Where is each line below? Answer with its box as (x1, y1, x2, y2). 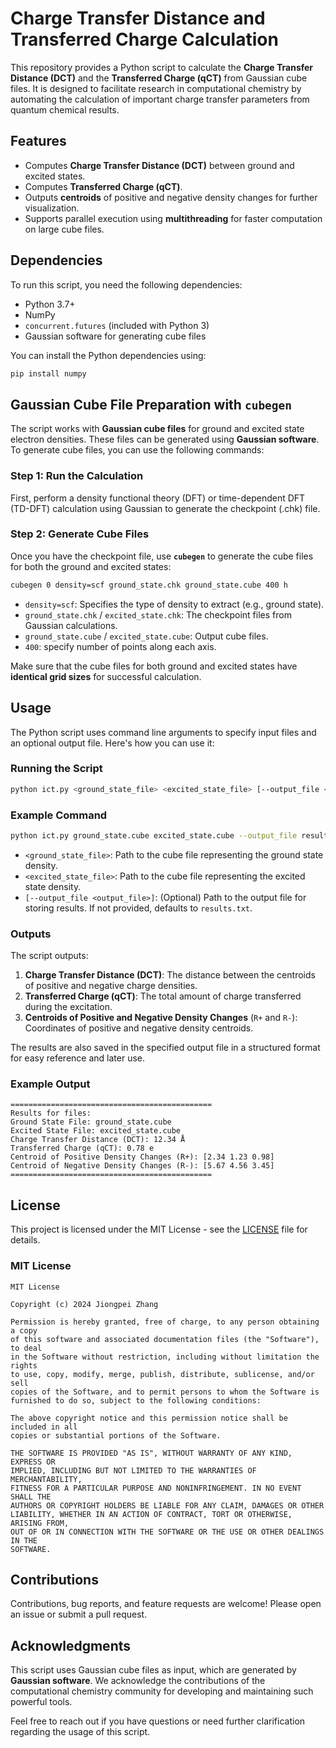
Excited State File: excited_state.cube (10, 1126, 182, 1136)
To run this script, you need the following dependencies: (10, 278, 243, 291)
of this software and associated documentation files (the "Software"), (10, 1334, 320, 1344)
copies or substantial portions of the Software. (10, 1430, 222, 1441)
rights (10, 1360, 38, 1371)
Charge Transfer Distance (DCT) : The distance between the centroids (24, 969, 316, 981)
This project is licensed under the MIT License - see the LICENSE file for (10, 1223, 308, 1236)
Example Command (10, 808, 108, 822)
